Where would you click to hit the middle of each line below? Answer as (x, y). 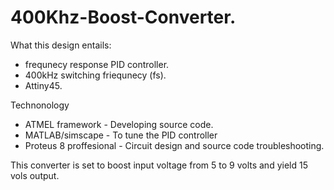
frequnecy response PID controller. (97, 64)
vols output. (35, 175)
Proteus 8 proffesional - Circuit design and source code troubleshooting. (174, 145)
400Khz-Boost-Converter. (123, 17)
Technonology (40, 105)
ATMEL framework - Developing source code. (119, 124)
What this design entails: (61, 45)
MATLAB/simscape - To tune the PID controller (121, 135)
